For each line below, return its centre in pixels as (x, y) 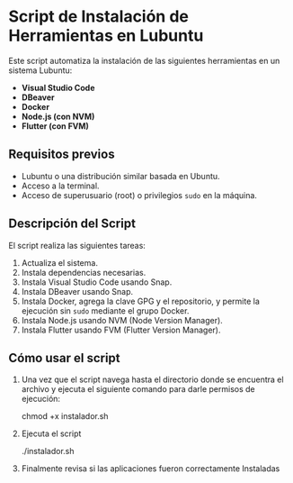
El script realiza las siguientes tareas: (77, 245)
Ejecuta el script (51, 433)
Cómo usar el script (64, 358)
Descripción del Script (72, 224)
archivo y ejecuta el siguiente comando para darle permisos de (138, 389)
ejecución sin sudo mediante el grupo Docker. (105, 310)
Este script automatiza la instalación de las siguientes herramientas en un (144, 60)
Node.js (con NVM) (58, 116)
